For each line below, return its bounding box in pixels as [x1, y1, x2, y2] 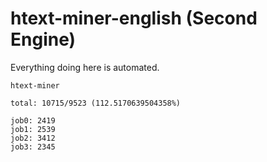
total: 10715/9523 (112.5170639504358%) [10, 98, 182, 108]
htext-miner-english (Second [10, 7, 258, 30]
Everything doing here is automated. [10, 61, 160, 73]
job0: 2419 [10, 115, 56, 126]
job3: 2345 [10, 142, 56, 152]
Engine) [10, 28, 77, 51]
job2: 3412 [10, 133, 56, 143]
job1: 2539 [10, 124, 56, 134]
